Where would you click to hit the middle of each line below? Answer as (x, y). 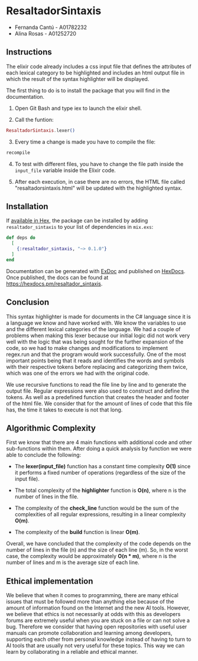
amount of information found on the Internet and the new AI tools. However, (98, 608)
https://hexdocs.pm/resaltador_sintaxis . (54, 283)
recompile (18, 153)
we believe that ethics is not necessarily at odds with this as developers (93, 614)
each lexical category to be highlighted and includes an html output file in (95, 73)
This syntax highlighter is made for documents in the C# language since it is (98, 316)
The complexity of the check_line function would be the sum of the (97, 508)
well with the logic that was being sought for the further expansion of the (95, 342)
